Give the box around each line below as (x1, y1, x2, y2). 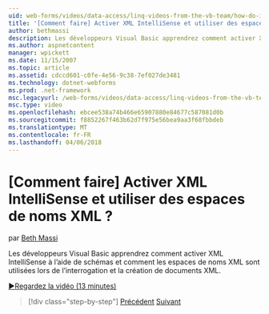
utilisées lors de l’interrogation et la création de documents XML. (8, 266, 222, 276)
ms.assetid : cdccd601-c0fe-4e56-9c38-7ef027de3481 (8, 71, 181, 79)
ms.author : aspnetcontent (8, 42, 94, 50)
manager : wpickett (8, 49, 70, 57)
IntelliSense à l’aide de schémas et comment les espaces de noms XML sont (8, 257, 260, 267)
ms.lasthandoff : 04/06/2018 (8, 138, 102, 147)
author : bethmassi (8, 26, 70, 34)
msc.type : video (8, 101, 62, 109)
